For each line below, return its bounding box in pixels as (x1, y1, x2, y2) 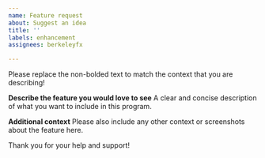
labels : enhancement (8, 33, 77, 42)
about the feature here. (8, 126, 84, 135)
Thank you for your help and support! (8, 141, 131, 150)
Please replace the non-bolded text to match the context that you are (8, 70, 233, 79)
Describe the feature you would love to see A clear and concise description (8, 93, 257, 103)
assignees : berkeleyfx (8, 41, 83, 49)
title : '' (8, 26, 41, 34)
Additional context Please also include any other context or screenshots (8, 117, 245, 126)
